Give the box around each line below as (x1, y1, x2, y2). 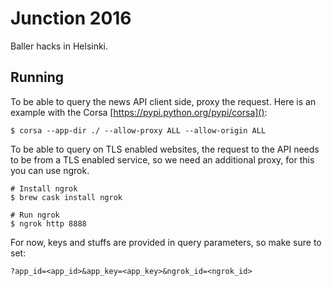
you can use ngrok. (10, 164, 90, 176)
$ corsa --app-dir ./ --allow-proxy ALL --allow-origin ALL (10, 125, 267, 136)
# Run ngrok (10, 210, 60, 220)
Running (10, 69, 65, 86)
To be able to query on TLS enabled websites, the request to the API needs (10, 143, 320, 155)
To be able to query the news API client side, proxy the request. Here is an (10, 95, 317, 107)
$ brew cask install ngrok (10, 192, 123, 202)
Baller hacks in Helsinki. (10, 40, 109, 52)
